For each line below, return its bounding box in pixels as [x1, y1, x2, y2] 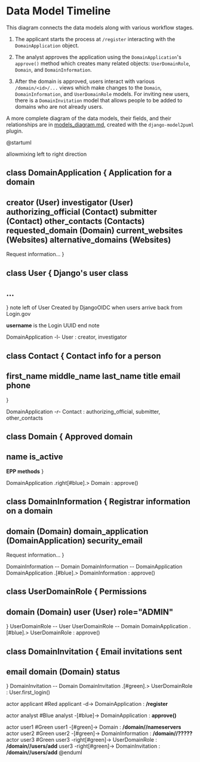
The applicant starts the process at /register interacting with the [14, 35, 176, 42]
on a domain [6, 506, 53, 516]
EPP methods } [6, 468, 44, 475]
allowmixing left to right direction [6, 150, 87, 158]
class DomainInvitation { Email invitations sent [6, 646, 183, 656]
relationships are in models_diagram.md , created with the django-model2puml [6, 121, 194, 128]
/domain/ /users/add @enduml [6, 749, 82, 756]
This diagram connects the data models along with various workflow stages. [6, 24, 194, 31]
